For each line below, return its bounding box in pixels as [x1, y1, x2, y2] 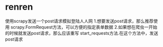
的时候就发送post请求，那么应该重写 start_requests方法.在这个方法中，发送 [5, 30, 159, 36]
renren [5, 1, 33, 13]
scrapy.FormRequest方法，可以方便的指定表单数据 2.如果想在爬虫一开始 [10, 24, 158, 30]
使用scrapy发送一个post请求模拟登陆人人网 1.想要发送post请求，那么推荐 [5, 18, 154, 24]
